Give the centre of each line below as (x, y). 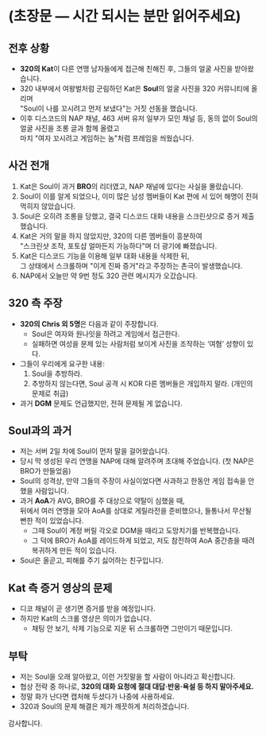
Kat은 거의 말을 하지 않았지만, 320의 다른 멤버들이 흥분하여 (111, 236)
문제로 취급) (50, 393)
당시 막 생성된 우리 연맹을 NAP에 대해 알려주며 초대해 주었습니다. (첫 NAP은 (137, 461)
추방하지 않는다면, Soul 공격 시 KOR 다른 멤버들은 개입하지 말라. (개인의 (142, 383)
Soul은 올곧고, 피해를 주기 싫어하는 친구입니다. (92, 560)
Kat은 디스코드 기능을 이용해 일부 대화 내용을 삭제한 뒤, (104, 256)
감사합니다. (25, 723)
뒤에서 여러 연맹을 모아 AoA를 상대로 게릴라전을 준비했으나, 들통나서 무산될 (135, 511)
